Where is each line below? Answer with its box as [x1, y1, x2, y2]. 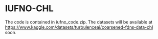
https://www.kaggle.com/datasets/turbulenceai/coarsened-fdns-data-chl [5, 24, 153, 30]
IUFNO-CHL [5, 3, 54, 14]
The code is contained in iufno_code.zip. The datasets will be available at [5, 19, 153, 25]
